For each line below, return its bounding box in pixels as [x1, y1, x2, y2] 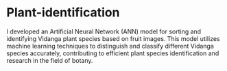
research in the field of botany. [6, 56, 93, 64]
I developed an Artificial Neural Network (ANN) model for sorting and [6, 27, 202, 35]
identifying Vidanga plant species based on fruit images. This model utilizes [6, 34, 220, 42]
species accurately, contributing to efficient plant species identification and [6, 49, 219, 57]
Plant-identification [6, 5, 120, 20]
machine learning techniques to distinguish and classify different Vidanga [6, 42, 214, 50]
